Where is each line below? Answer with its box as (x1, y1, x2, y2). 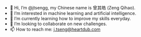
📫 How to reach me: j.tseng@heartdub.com (9, 27, 101, 32)
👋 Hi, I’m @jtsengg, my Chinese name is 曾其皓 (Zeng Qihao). (9, 5, 136, 10)
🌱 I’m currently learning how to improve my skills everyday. (9, 16, 131, 21)
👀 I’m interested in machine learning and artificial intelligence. (9, 10, 137, 16)
